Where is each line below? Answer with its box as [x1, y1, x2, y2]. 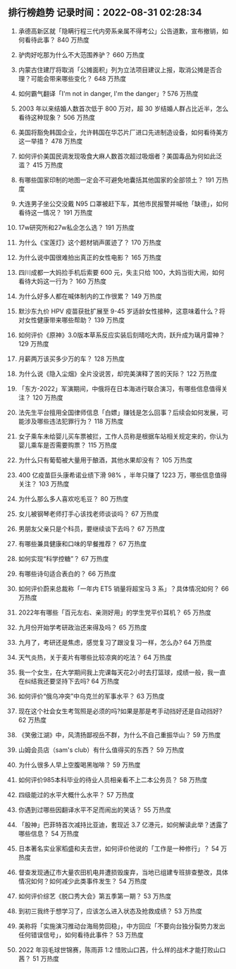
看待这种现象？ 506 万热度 [18, 113, 96, 121]
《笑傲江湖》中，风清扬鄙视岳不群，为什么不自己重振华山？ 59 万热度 [18, 730, 221, 739]
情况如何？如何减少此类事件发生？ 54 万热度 [18, 877, 147, 885]
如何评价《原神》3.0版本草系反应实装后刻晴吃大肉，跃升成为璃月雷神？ [18, 331, 225, 339]
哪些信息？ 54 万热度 [18, 829, 80, 837]
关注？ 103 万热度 [18, 479, 70, 488]
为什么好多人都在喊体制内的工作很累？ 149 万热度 [18, 292, 163, 300]
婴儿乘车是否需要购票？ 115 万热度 [18, 440, 118, 449]
